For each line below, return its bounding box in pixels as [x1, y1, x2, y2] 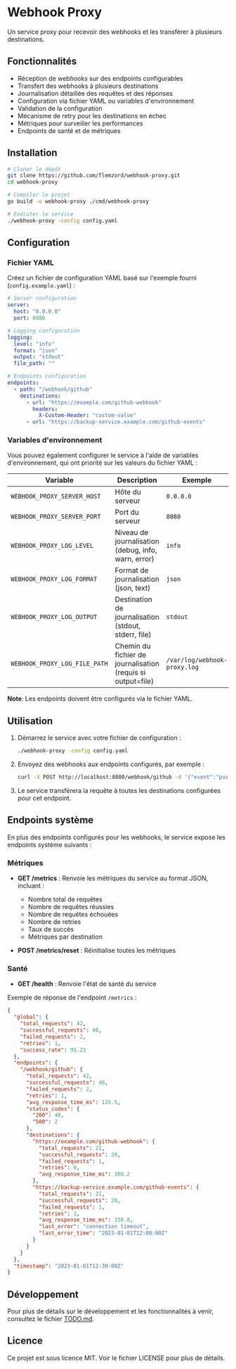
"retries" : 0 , [38, 1164, 80, 1171]
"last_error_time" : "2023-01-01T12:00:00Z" [38, 1230, 169, 1237]
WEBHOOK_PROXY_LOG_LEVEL [11, 542, 94, 550]
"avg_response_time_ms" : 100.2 [38, 1170, 131, 1178]
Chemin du [114, 642, 151, 651]
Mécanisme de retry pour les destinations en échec [17, 111, 167, 120]
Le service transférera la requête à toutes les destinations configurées [17, 786, 221, 794]
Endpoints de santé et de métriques [17, 126, 121, 135]
